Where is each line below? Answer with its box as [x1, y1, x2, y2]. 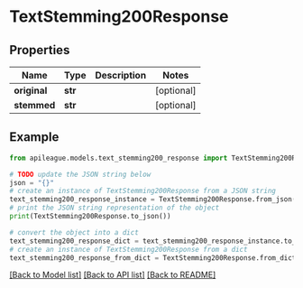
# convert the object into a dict [9, 228, 140, 237]
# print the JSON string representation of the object [9, 203, 220, 213]
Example [9, 129, 60, 145]
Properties [9, 42, 70, 58]
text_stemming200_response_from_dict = [9, 253, 160, 263]
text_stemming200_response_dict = [9, 237, 140, 246]
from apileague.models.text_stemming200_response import [9, 153, 228, 163]
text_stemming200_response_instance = [9, 195, 155, 204]
